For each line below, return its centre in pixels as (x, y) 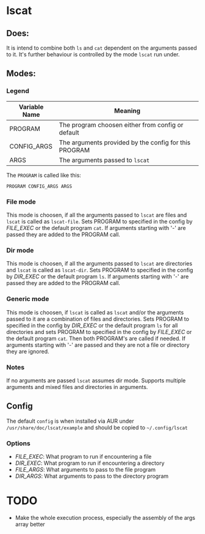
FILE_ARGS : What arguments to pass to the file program (85, 469)
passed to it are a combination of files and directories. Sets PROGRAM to (98, 319)
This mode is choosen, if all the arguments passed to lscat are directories (99, 264)
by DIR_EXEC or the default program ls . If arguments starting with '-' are (98, 276)
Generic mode (28, 299)
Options (18, 443)
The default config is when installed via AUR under (70, 421)
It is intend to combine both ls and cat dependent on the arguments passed (102, 48)
